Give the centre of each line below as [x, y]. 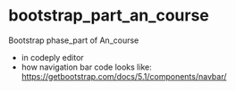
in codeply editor [52, 57]
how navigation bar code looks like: [87, 67]
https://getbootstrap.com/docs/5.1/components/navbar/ [124, 76]
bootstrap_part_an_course [109, 16]
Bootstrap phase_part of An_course [74, 40]
